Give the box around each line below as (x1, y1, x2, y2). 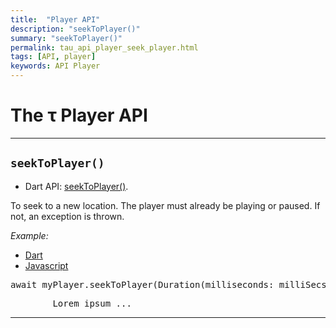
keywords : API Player (10, 61, 101, 71)
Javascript (24, 259, 69, 271)
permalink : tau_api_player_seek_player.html (10, 42, 199, 53)
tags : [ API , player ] (10, 52, 97, 62)
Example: (10, 229, 49, 241)
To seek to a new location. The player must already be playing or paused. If (10, 199, 321, 211)
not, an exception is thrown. (10, 210, 125, 222)
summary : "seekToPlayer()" (10, 33, 123, 43)
